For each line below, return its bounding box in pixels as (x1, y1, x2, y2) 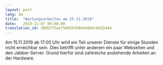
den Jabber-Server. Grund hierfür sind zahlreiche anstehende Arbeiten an (5, 50, 156, 56)
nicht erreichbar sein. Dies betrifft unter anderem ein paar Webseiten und (5, 45, 155, 51)
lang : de (5, 12, 23, 17)
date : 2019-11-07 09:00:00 (5, 21, 65, 26)
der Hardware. (5, 55, 35, 61)
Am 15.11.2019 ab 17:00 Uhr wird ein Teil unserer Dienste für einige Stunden (5, 39, 159, 45)
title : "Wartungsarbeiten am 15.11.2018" (5, 16, 94, 21)
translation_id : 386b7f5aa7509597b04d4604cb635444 (5, 26, 112, 31)
